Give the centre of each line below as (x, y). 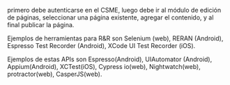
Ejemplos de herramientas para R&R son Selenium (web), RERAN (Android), (115, 38)
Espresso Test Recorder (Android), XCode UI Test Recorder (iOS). (101, 46)
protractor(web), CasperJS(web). (55, 74)
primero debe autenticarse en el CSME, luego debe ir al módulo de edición (114, 10)
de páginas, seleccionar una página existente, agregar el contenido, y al (110, 17)
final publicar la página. (41, 25)
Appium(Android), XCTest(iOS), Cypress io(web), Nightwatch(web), (104, 67)
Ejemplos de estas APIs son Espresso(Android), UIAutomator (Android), (110, 59)
